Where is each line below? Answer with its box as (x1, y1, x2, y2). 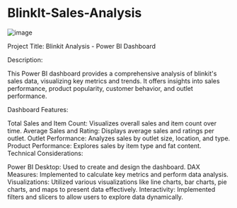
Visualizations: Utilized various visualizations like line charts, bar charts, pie (7, 178, 228, 186)
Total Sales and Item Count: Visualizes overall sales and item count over (7, 118, 217, 128)
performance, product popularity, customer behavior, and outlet (7, 84, 193, 92)
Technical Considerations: (7, 149, 83, 157)
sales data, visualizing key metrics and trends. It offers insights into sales (7, 76, 221, 85)
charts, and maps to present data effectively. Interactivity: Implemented (7, 185, 216, 193)
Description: (7, 55, 43, 64)
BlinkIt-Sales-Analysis (7, 5, 142, 21)
